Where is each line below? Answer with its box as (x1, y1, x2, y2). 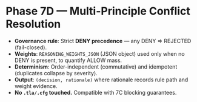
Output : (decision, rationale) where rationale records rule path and (14, 76, 189, 83)
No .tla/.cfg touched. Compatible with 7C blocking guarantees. (14, 89, 177, 96)
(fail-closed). (14, 44, 47, 51)
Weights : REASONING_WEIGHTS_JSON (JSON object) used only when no (14, 50, 185, 57)
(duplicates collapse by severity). (14, 69, 98, 76)
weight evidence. (14, 82, 58, 89)
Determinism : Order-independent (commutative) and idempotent (14, 63, 178, 70)
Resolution (5, 17, 61, 31)
